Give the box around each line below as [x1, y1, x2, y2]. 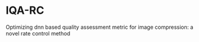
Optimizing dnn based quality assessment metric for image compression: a [5, 23, 194, 31]
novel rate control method [5, 29, 71, 37]
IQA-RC [5, 4, 44, 17]
